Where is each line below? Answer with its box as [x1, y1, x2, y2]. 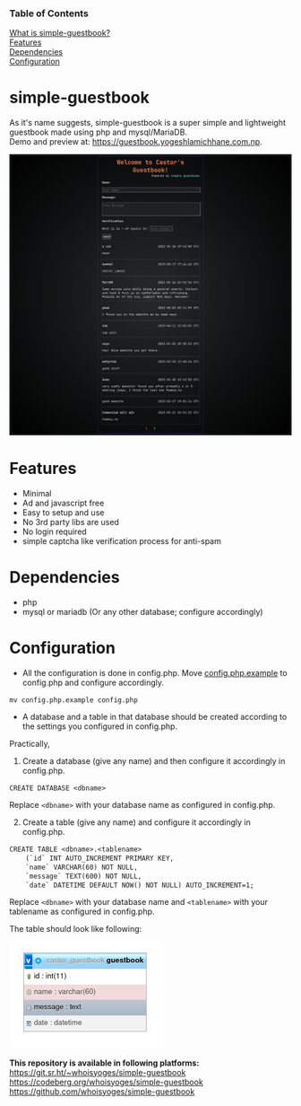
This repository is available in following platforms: [9, 1058, 200, 1068]
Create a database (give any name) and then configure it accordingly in [21, 755, 286, 766]
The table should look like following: [9, 923, 142, 934]
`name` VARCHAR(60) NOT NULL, [25, 863, 139, 872]
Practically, [9, 738, 51, 749]
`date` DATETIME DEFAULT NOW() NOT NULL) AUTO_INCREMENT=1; [25, 881, 254, 890]
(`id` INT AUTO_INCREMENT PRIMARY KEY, [25, 854, 175, 863]
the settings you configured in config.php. [21, 721, 177, 732]
